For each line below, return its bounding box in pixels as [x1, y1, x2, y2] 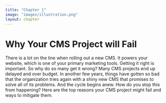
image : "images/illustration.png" [5, 12, 78, 17]
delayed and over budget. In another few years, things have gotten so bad [5, 71, 159, 77]
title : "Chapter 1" [5, 7, 47, 13]
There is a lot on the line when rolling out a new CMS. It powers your [5, 55, 148, 61]
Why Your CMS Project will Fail [5, 38, 137, 50]
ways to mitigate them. [5, 92, 53, 98]
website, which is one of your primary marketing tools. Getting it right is [5, 60, 154, 66]
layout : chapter [5, 17, 39, 22]
